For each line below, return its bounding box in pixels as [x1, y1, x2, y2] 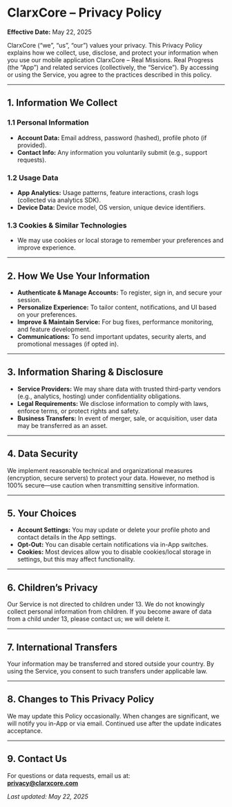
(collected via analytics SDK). [17, 196, 101, 204]
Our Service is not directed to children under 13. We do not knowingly [7, 600, 205, 609]
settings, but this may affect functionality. [17, 555, 135, 564]
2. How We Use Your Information [7, 270, 151, 281]
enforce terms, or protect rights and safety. [17, 407, 140, 415]
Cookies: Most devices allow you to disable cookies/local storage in [17, 548, 211, 556]
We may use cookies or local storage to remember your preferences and [17, 236, 224, 245]
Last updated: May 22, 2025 [7, 792, 88, 800]
